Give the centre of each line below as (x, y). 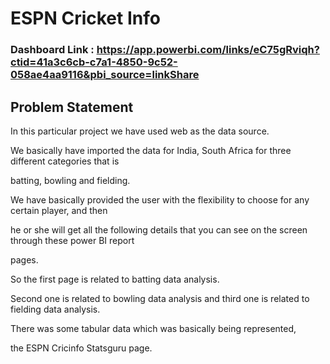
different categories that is (65, 161)
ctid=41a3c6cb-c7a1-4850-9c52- (94, 62)
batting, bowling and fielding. (70, 180)
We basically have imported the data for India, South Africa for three (151, 150)
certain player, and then (59, 210)
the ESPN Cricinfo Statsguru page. (81, 348)
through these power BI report (72, 240)
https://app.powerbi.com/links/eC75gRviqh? (208, 50)
